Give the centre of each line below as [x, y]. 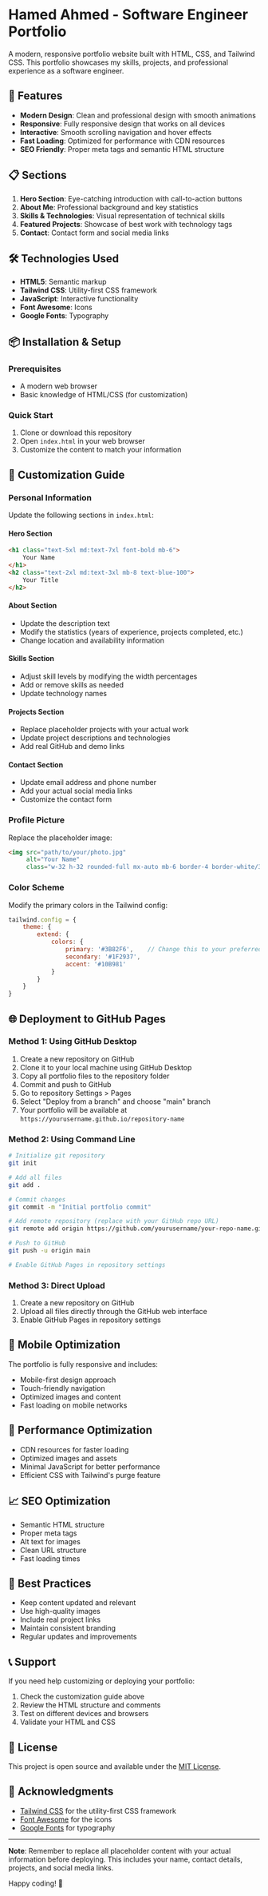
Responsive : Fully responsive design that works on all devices [122, 123]
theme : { [37, 927]
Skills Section [31, 659]
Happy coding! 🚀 [36, 1883]
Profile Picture [37, 820]
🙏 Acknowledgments [61, 1792]
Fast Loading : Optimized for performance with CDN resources [122, 141]
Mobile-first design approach [68, 1380]
